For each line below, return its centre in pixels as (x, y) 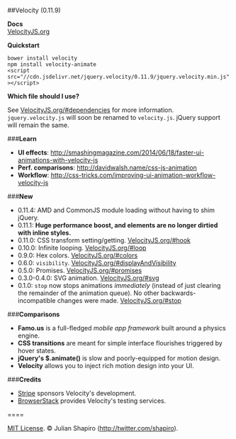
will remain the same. (38, 125)
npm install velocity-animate (52, 65)
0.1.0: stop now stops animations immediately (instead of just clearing (119, 285)
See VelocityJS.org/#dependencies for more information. (91, 110)
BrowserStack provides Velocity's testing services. (92, 401)
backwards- (178, 293)
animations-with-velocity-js (58, 160)
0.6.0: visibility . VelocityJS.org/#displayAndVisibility (97, 263)
